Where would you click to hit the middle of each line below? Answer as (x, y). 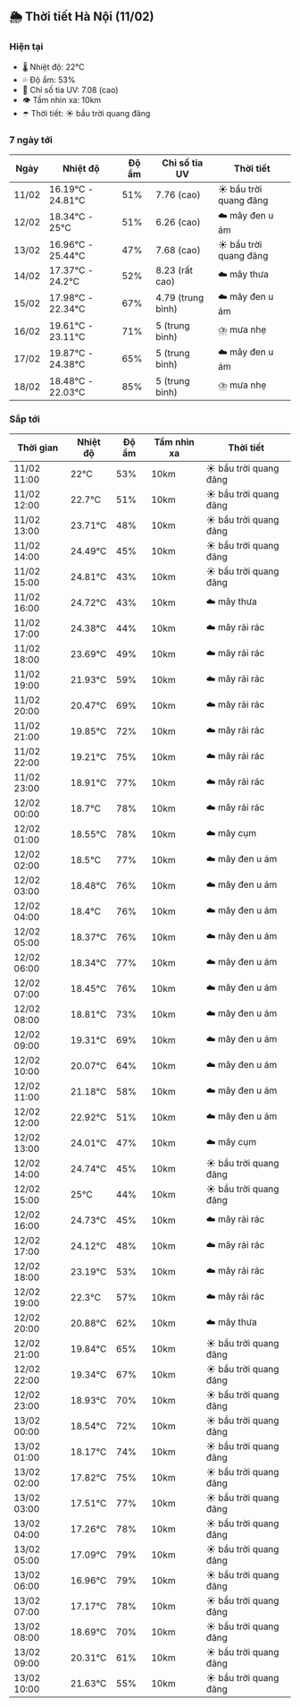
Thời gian (38, 448)
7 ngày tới (31, 140)
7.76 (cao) (178, 194)
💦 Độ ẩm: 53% (49, 80)
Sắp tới (25, 419)
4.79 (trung (180, 298)
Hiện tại (26, 47)
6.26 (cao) (178, 222)
